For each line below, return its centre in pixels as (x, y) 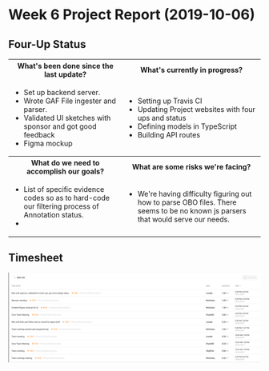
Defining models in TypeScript (187, 126)
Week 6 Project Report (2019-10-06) (132, 15)
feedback (39, 134)
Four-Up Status (47, 44)
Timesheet (36, 257)
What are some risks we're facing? (191, 167)
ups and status (162, 118)
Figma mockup (48, 143)
